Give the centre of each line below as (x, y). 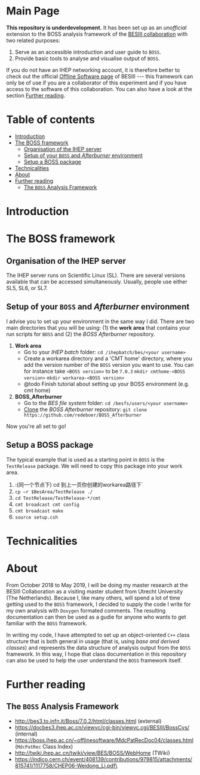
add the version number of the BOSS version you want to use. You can (109, 364)
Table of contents (51, 120)
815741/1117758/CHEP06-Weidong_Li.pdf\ (66, 765)
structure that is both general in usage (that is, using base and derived (93, 641)
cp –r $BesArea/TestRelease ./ (54, 492)
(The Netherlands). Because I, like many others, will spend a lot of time (93, 598)
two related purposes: (33, 40)
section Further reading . (36, 95)
